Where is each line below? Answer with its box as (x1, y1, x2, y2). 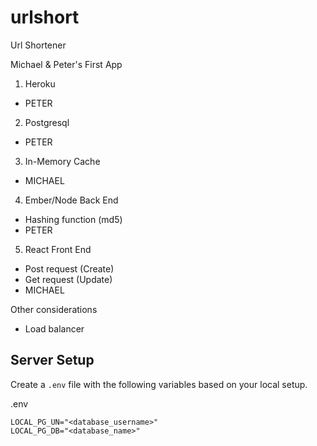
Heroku (24, 77, 56, 90)
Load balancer (24, 322, 85, 335)
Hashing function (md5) (24, 213, 123, 225)
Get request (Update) (24, 273, 113, 285)
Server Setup (10, 352, 95, 369)
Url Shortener (10, 39, 67, 51)
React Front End (24, 243, 92, 255)
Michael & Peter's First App (10, 58, 123, 70)
